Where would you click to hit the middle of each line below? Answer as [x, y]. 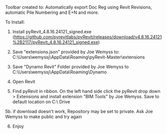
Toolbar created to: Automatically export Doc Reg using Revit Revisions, [79, 7]
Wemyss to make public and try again [43, 117]
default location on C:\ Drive [41, 102]
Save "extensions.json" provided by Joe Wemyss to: [66, 52]
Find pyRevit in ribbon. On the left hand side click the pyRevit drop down [86, 91]
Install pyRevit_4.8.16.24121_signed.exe [52, 32]
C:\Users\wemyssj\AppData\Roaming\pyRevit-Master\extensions [79, 57]
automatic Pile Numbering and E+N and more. [52, 12]
